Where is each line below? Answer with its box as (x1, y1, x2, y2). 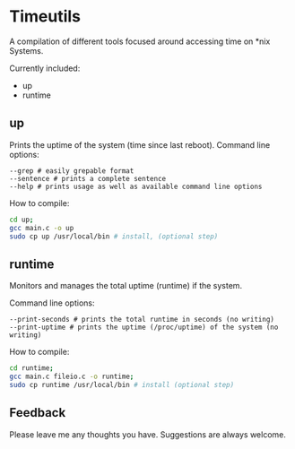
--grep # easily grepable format (9, 166, 134, 176)
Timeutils (9, 6, 82, 27)
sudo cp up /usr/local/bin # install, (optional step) (9, 231, 219, 241)
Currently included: (9, 63, 81, 73)
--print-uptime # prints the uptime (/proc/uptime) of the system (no (9, 323, 279, 332)
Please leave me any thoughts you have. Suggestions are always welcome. (9, 428, 287, 440)
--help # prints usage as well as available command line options (9, 182, 263, 191)
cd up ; (9, 215, 34, 224)
